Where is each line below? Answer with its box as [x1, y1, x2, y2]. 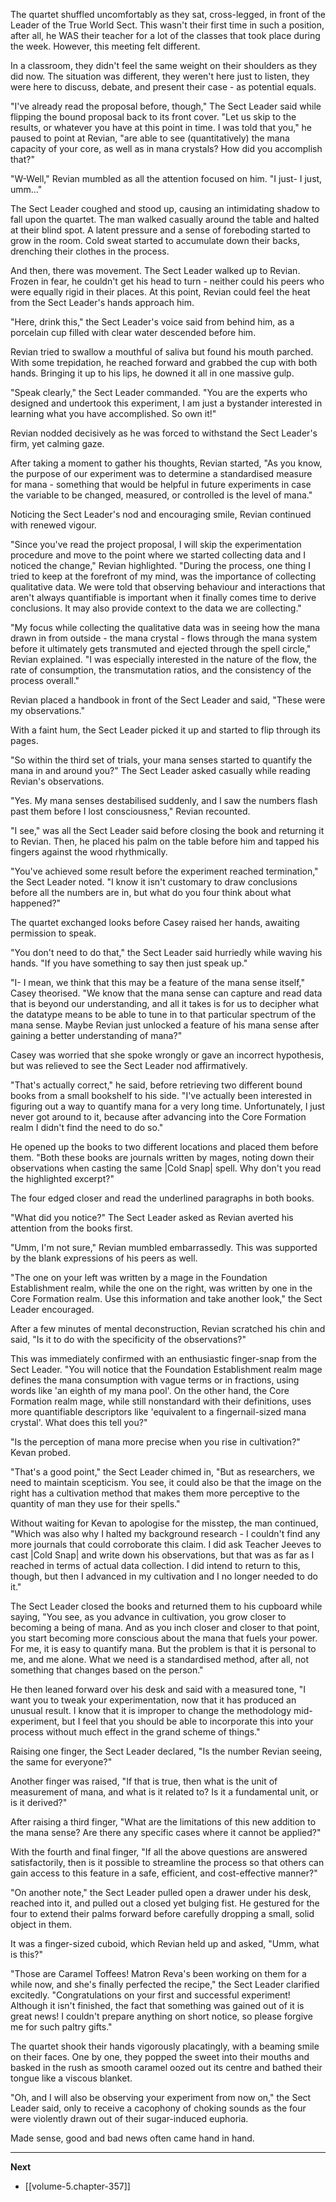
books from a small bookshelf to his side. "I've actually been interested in [10, 1090, 313, 1101]
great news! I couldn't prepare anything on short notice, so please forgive [10, 2010, 313, 2022]
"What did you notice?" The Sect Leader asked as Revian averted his [10, 1212, 294, 1223]
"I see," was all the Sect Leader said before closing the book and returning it [10, 825, 325, 836]
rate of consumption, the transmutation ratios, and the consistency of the [10, 664, 312, 676]
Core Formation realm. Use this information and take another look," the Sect [10, 1293, 323, 1304]
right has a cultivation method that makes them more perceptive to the [10, 1487, 300, 1499]
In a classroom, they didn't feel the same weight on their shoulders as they [10, 60, 318, 71]
